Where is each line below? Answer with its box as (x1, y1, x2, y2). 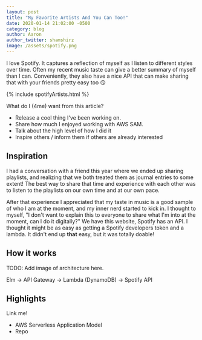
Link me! (6, 310, 28, 317)
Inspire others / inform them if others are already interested (15, 133, 163, 140)
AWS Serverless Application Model (15, 321, 102, 328)
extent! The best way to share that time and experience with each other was (6, 180, 196, 187)
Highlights (6, 293, 47, 304)
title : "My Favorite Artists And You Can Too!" (6, 15, 129, 21)
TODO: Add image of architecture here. (6, 264, 104, 271)
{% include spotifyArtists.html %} (6, 90, 90, 98)
